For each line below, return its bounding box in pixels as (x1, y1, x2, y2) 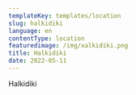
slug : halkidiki (8, 19, 63, 27)
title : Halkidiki (8, 49, 67, 57)
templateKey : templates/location (8, 11, 121, 20)
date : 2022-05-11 (8, 57, 67, 65)
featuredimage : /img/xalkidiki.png (8, 42, 129, 50)
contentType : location (8, 34, 85, 43)
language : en (8, 27, 53, 35)
